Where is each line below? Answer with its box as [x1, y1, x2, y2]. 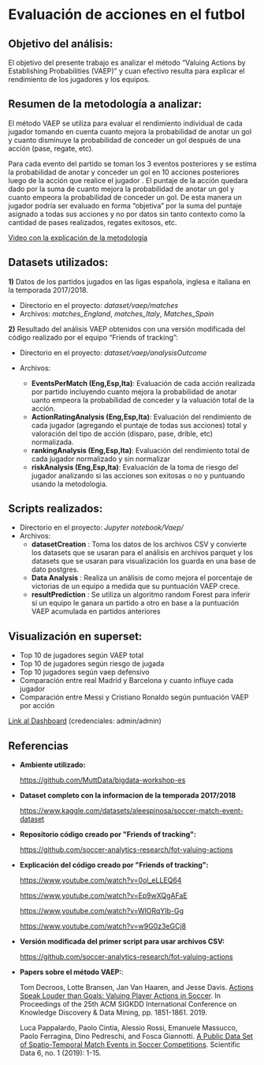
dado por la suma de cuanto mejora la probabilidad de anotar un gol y [8, 184, 235, 193]
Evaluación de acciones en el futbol [8, 6, 246, 24]
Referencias [8, 739, 69, 752]
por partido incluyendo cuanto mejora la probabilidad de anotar [31, 387, 237, 396]
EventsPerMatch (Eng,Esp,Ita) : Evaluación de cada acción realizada [31, 378, 255, 388]
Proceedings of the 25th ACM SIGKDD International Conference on [19, 999, 237, 1009]
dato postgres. [31, 564, 79, 574]
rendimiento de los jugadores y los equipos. [8, 75, 151, 84]
